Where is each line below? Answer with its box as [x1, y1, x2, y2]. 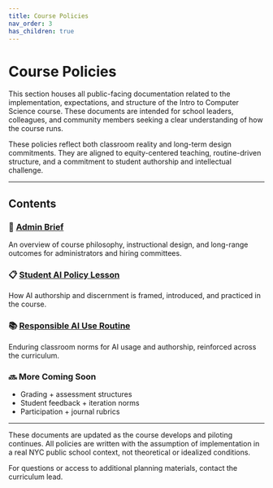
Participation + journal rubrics [19, 407, 120, 416]
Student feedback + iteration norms [19, 398, 140, 407]
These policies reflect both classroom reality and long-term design [8, 139, 232, 149]
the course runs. [8, 124, 63, 134]
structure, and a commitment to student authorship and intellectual [8, 156, 232, 167]
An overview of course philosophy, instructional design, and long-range [8, 240, 249, 249]
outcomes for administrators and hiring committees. [8, 248, 182, 257]
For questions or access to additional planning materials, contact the [8, 463, 238, 473]
